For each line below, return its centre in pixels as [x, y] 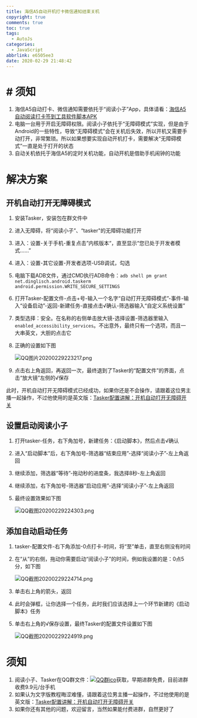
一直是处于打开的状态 [48, 146]
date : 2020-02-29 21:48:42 [39, 61]
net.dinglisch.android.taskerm [53, 282]
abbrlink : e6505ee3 [30, 55]
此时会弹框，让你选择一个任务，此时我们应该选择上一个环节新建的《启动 [102, 604]
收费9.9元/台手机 [35, 687]
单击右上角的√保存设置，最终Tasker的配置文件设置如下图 [83, 624]
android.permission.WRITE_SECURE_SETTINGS [67, 287]
